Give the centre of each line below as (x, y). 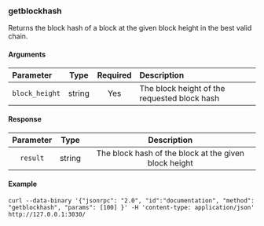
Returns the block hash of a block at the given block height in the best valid (130, 28)
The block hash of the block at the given (170, 153)
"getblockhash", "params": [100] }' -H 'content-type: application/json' (132, 207)
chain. (18, 36)
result (32, 158)
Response (25, 119)
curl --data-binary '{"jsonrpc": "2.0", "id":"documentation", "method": (132, 200)
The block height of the (182, 88)
